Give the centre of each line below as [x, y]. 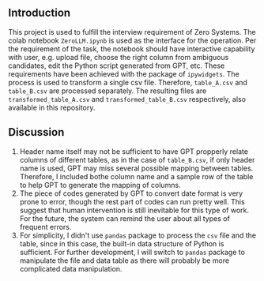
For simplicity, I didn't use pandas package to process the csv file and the [138, 235]
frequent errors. [45, 227]
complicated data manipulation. [71, 268]
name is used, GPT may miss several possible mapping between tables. [136, 168]
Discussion [36, 132]
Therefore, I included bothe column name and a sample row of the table [136, 176]
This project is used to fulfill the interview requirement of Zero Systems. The [132, 32]
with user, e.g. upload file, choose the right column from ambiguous [119, 57]
